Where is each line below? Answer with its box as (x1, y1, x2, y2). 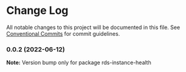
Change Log (6, 4, 68, 18)
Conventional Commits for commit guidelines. (6, 30, 120, 37)
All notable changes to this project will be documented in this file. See (6, 24, 181, 31)
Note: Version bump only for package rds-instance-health (6, 59, 151, 67)
